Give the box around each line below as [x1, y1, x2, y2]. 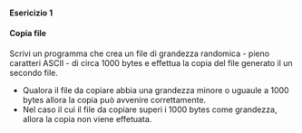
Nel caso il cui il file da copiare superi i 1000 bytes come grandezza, [22, 104, 278, 115]
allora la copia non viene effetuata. [22, 113, 152, 124]
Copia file [9, 28, 47, 39]
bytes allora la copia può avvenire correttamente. [22, 94, 207, 105]
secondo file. [9, 67, 59, 78]
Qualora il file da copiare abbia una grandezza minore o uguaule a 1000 [22, 84, 289, 95]
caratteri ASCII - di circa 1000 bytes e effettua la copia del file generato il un [9, 57, 293, 68]
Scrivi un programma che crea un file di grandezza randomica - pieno [9, 48, 270, 59]
